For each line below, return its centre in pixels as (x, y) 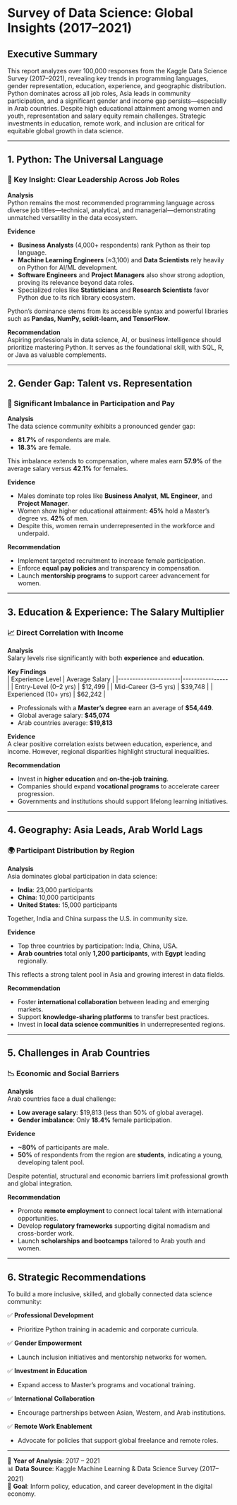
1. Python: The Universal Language (85, 160)
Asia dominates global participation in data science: (82, 876)
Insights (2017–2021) (70, 28)
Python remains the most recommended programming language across (111, 202)
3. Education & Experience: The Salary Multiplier (116, 612)
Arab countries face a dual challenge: (62, 1099)
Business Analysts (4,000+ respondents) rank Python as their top (114, 245)
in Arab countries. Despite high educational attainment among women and (115, 108)
